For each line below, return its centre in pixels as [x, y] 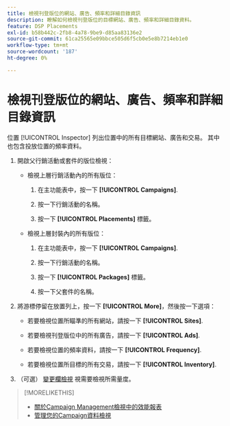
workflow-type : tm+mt [38, 45]
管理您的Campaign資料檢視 [73, 415]
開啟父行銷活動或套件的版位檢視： [65, 160]
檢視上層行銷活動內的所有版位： [72, 175]
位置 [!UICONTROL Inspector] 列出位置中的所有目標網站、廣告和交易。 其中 [114, 137]
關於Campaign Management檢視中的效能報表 [98, 406]
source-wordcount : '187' [42, 52]
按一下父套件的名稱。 [67, 291]
